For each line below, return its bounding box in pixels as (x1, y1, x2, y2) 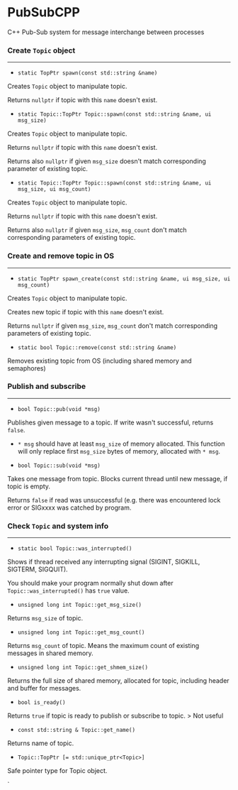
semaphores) (7, 363, 46, 373)
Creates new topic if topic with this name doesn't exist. (7, 307, 164, 316)
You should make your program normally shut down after (7, 579, 174, 588)
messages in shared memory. (7, 649, 93, 657)
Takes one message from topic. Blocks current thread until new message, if (7, 474, 228, 483)
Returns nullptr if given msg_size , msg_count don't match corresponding (7, 321, 218, 330)
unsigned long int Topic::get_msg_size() (17, 601, 142, 609)
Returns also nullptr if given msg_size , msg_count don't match (7, 226, 187, 234)
